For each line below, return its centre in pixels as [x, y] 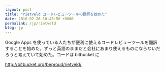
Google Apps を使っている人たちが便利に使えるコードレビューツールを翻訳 [81, 43]
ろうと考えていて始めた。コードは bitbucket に [52, 55]
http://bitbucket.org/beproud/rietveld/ [43, 65]
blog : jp [14, 28]
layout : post [18, 10]
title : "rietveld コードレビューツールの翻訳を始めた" [56, 14]
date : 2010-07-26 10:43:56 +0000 [39, 19]
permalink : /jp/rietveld [31, 23]
